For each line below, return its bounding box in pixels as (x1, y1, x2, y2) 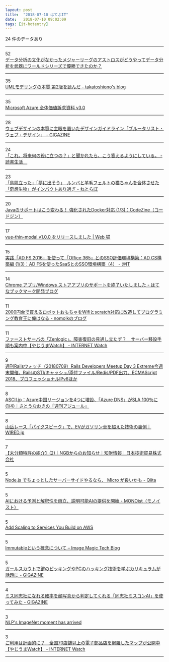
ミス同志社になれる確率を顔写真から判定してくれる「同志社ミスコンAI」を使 (5, 593, 163, 599)
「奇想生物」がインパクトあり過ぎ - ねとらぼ (5, 186, 98, 192)
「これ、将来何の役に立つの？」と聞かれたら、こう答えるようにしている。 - (5, 152, 162, 159)
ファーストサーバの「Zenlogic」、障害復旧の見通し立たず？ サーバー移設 (5, 336, 157, 342)
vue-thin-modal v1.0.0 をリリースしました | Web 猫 (5, 234, 111, 240)
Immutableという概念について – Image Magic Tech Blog (5, 545, 120, 551)
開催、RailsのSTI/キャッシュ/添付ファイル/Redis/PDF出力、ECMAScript (9, 369, 157, 376)
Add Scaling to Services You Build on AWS (5, 524, 94, 530)
